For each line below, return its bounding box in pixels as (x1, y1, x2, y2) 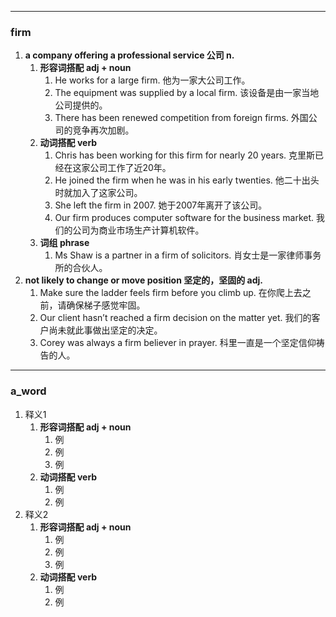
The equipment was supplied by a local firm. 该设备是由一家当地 (54, 87, 320, 99)
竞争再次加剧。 (72, 124, 135, 136)
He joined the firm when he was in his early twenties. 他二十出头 (54, 174, 320, 186)
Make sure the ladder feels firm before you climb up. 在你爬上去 (39, 287, 303, 299)
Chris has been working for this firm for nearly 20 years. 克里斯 (54, 149, 316, 161)
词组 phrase (39, 237, 90, 249)
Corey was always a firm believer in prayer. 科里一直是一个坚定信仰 (39, 337, 317, 349)
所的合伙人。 (54, 262, 108, 274)
